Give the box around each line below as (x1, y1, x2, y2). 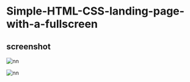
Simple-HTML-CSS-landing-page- (6, 4, 185, 18)
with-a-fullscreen (6, 17, 98, 31)
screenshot (6, 41, 51, 52)
